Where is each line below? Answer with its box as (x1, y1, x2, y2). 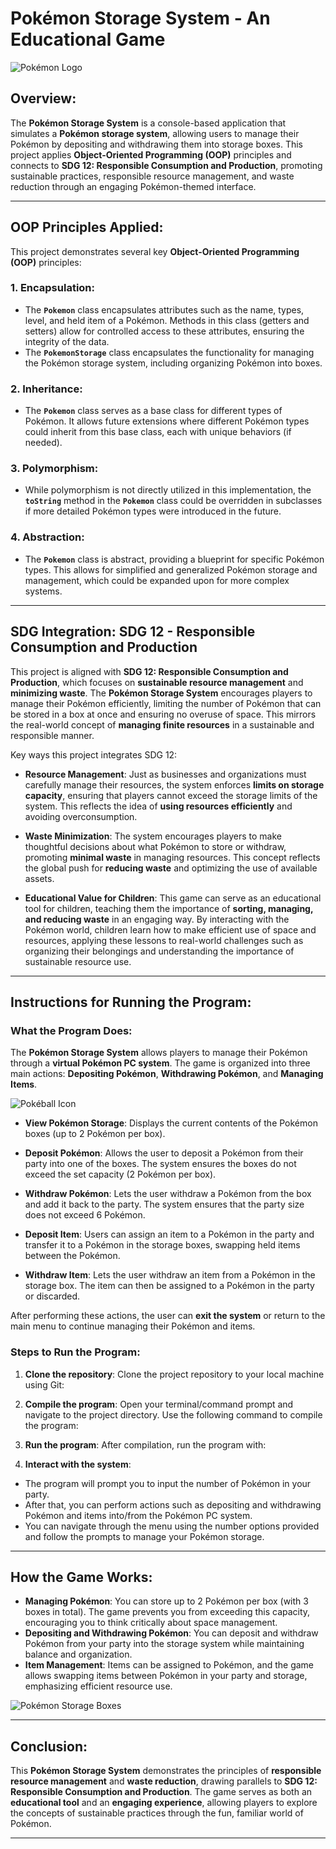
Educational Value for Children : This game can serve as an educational (24, 892, 322, 904)
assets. (24, 872, 55, 884)
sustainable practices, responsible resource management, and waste (10, 170, 295, 182)
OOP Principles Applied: (10, 219, 164, 236)
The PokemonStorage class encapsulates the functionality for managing (24, 346, 315, 358)
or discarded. (24, 1290, 81, 1302)
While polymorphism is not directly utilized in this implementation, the (24, 484, 312, 496)
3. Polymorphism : (10, 462, 99, 476)
